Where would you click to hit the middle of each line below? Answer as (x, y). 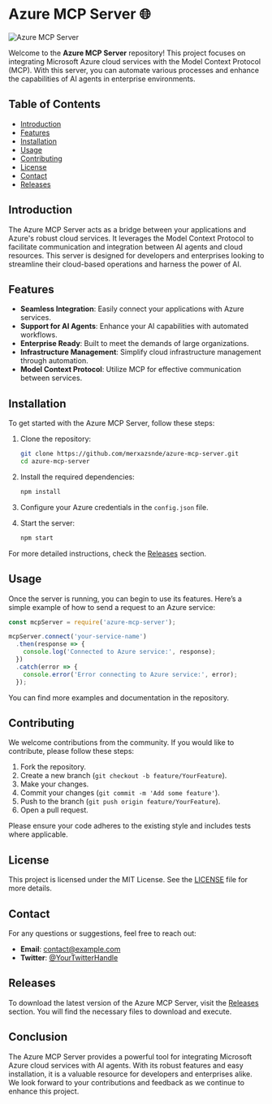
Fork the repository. (53, 767)
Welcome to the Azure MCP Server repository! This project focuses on (127, 53)
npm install (40, 491)
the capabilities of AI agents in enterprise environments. (102, 79)
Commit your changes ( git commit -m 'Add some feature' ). (120, 793)
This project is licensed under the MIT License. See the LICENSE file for (128, 880)
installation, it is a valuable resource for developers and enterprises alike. (131, 1074)
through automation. (54, 361)
